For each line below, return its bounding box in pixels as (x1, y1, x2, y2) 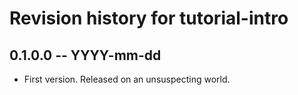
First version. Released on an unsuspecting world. (23, 73, 231, 85)
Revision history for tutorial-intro (9, 7, 289, 30)
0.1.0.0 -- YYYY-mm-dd (9, 47, 162, 64)
